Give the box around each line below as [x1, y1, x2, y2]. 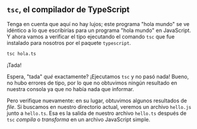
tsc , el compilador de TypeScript [7, 5, 130, 15]
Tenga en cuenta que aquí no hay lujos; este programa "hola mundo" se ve [7, 20, 190, 27]
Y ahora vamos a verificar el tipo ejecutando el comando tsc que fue [7, 33, 175, 40]
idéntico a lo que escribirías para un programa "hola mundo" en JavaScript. [7, 27, 192, 34]
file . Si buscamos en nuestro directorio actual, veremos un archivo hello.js [7, 103, 192, 110]
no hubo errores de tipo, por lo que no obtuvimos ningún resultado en [7, 79, 177, 86]
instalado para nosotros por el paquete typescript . [7, 39, 131, 46]
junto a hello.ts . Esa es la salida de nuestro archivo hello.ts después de [7, 109, 187, 117]
